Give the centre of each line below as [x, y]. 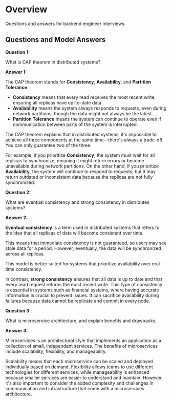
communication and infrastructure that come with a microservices [75, 388]
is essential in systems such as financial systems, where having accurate [82, 290]
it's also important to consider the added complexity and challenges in [79, 383]
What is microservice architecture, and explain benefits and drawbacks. [81, 321]
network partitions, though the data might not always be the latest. [83, 113]
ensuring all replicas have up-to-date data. [58, 102]
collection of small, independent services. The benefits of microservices [81, 346]
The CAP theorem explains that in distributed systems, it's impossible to [81, 134]
